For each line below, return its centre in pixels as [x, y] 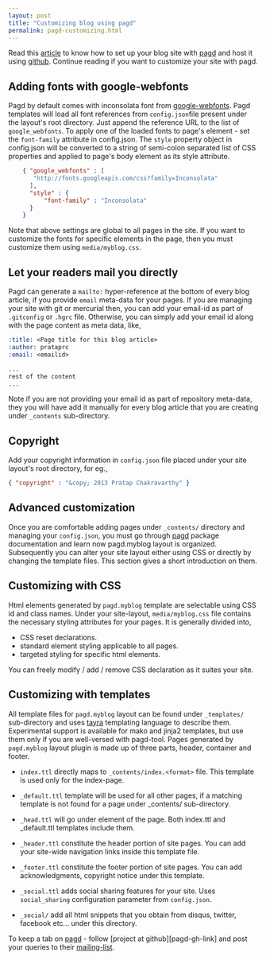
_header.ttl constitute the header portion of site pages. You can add [133, 843]
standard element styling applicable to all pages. [99, 646]
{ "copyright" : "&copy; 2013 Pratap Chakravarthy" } [99, 483]
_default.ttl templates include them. [77, 827]
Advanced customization [72, 508]
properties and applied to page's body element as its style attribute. [119, 157]
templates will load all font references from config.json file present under [128, 114]
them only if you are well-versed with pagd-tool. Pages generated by [121, 739]
